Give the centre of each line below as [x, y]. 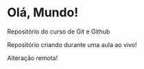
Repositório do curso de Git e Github [59, 31]
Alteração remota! [33, 58]
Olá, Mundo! [43, 13]
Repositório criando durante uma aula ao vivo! [72, 44]
